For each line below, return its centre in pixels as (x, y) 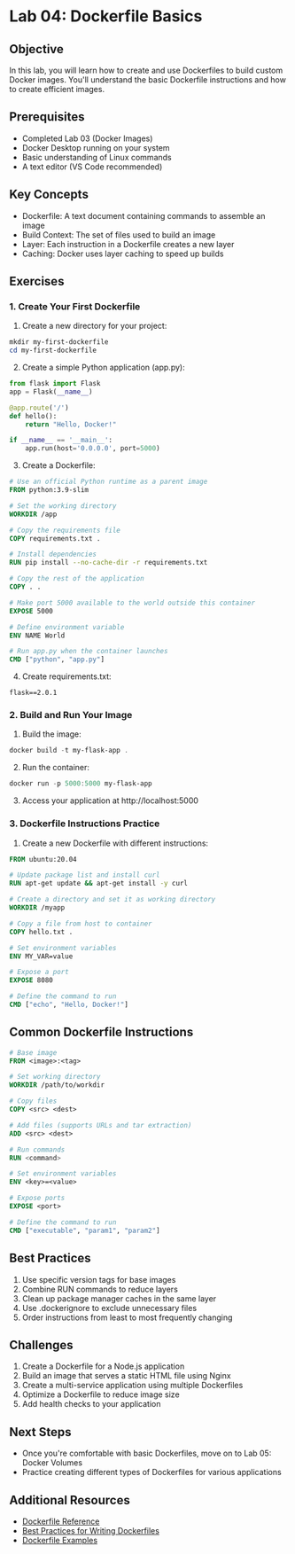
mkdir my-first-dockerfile (59, 342)
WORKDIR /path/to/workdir (57, 1085)
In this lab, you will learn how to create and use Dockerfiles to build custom (146, 70)
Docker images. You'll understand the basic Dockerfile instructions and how (147, 80)
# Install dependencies (53, 554)
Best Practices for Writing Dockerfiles (90, 1530)
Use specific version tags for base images (99, 1279)
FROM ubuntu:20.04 (43, 859)
